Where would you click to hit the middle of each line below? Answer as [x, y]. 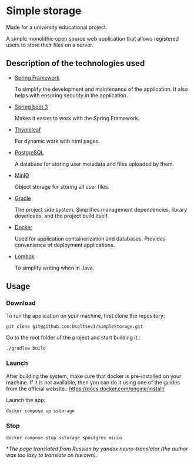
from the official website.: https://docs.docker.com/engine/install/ [86, 389]
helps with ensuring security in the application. [71, 95]
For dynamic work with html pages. [57, 141]
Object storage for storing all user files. [62, 186]
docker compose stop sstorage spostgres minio [64, 438]
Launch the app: [26, 400]
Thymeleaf [28, 129]
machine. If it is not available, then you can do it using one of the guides [93, 382]
